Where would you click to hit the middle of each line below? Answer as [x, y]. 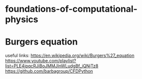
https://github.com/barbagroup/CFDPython [49, 71]
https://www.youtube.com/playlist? [41, 61]
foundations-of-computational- [71, 9]
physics [22, 19]
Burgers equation [41, 42]
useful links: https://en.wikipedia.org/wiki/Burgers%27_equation [70, 55]
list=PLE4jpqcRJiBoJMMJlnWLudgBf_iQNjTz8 [52, 66]
